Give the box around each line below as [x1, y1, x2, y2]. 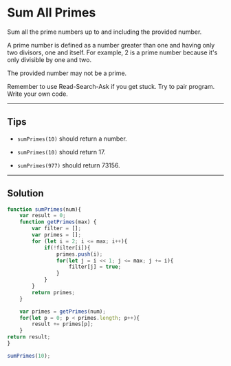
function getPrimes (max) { [19, 218, 97, 225]
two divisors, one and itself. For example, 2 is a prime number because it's [7, 48, 218, 57]
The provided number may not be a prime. [7, 69, 127, 77]
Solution [7, 187, 44, 199]
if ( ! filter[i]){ [43, 244, 91, 251]
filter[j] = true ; [68, 263, 122, 270]
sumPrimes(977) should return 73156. [16, 161, 120, 170]
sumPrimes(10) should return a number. [16, 134, 127, 143]
